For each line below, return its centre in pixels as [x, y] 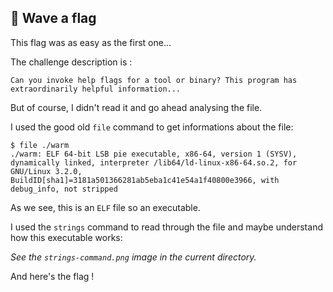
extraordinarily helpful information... [96, 89]
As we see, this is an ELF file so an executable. [105, 207]
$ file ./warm [40, 145]
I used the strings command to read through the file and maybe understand [166, 227]
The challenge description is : [71, 62]
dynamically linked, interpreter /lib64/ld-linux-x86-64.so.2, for [154, 162]
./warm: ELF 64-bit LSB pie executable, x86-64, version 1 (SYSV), [154, 154]
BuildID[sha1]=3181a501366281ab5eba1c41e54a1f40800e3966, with [145, 180]
